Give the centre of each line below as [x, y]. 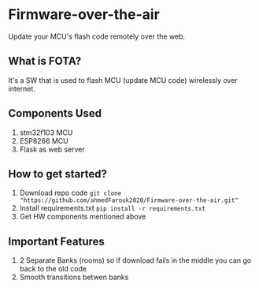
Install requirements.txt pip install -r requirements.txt [113, 208]
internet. [22, 88]
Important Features [56, 241]
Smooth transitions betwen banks [74, 277]
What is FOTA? [45, 61]
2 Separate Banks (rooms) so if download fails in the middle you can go [135, 260]
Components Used [55, 113]
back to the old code [53, 269]
